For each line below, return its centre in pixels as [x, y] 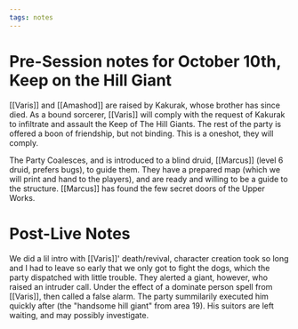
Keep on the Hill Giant [90, 80]
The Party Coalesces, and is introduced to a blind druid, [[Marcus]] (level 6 [146, 160]
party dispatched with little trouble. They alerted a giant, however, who [139, 277]
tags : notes [31, 17]
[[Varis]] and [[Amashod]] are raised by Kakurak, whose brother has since [145, 105]
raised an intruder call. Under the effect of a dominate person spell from [141, 286]
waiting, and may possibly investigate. [79, 315]
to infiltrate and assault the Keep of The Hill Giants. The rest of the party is [145, 124]
